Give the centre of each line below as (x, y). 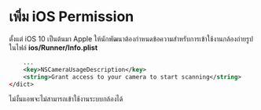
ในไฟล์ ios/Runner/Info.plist (53, 48)
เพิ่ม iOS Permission (72, 17)
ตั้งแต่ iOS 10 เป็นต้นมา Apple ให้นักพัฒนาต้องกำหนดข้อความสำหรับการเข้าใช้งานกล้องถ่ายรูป (131, 38)
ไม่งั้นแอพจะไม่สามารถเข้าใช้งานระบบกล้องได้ (66, 99)
